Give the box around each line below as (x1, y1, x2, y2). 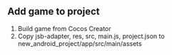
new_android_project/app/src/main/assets (17, 39, 142, 48)
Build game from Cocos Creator (17, 24, 112, 32)
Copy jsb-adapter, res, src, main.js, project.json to (17, 32, 166, 40)
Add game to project (7, 6, 100, 18)
